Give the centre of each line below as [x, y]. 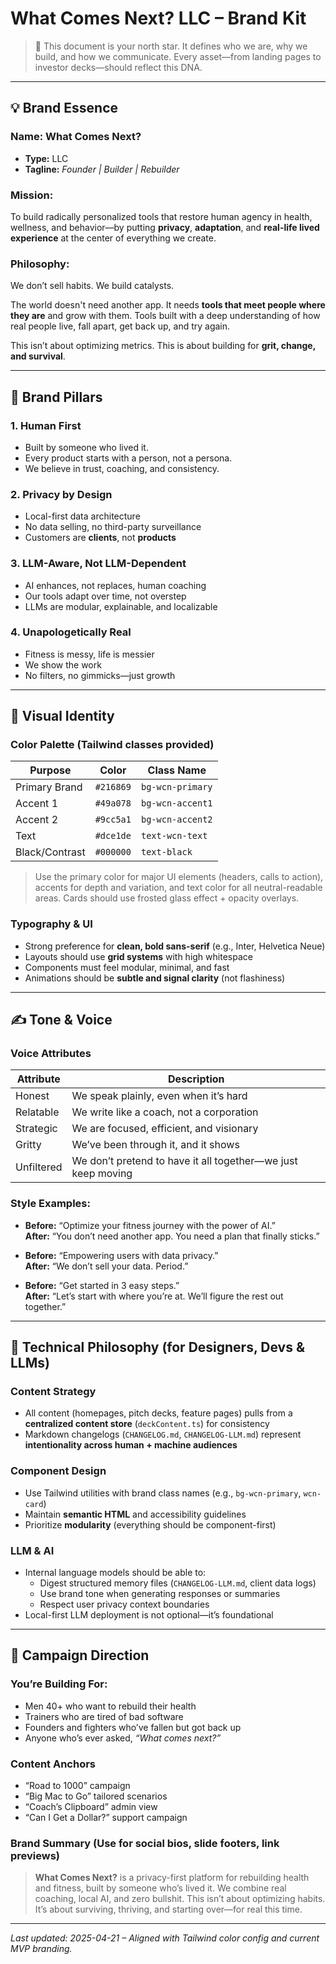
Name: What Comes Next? [76, 137]
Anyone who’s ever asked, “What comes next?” [123, 1738]
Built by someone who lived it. [86, 447]
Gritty [28, 1145]
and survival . [38, 356]
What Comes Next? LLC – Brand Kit [158, 18]
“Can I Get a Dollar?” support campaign [106, 1818]
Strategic [36, 1129]
